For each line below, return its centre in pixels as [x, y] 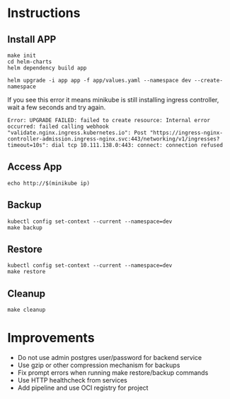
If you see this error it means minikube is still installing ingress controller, [113, 100]
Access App [35, 167]
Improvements [51, 338]
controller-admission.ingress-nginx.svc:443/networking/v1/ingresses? [114, 139]
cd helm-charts [30, 62]
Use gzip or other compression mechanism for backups [99, 365]
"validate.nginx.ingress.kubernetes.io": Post [77, 133]
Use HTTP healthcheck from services [72, 381]
